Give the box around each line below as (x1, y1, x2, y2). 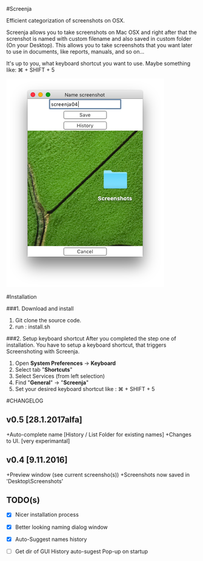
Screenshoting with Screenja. (6, 348, 80, 355)
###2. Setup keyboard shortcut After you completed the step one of (6, 335, 177, 342)
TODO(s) (6, 495, 41, 506)
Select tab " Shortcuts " (15, 366, 73, 373)
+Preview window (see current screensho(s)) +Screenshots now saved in (6, 471, 190, 478)
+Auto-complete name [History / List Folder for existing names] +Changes (6, 430, 192, 438)
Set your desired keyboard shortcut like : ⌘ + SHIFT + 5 (15, 386, 155, 392)
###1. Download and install (6, 305, 74, 312)
